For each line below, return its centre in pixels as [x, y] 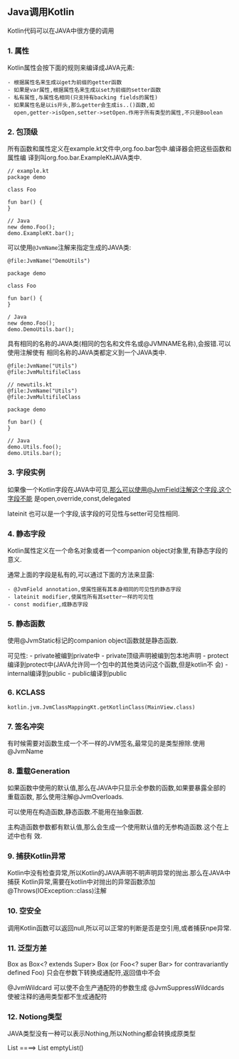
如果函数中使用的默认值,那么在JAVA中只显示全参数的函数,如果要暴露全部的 [117, 788]
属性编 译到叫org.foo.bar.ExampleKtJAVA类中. [75, 157]
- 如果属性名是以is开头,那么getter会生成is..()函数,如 [81, 105]
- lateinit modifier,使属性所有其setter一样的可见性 [81, 597]
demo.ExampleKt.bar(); [41, 234]
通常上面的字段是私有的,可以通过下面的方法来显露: [81, 574]
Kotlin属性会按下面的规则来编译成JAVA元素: [71, 68]
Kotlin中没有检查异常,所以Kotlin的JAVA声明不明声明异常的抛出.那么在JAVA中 [119, 873]
